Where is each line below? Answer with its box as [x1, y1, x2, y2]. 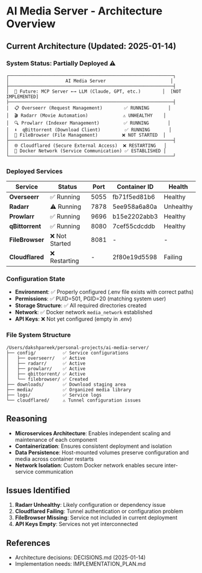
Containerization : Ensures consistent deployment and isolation [14, 442, 173, 450]
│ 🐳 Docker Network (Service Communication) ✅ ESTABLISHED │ [6, 147, 167, 154]
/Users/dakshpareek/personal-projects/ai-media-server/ [6, 344, 149, 350]
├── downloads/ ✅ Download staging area [6, 381, 126, 388]
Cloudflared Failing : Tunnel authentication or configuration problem [14, 507, 183, 515]
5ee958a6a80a [112, 203, 158, 211]
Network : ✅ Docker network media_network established [14, 309, 153, 316]
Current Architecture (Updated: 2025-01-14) [6, 41, 176, 51]
